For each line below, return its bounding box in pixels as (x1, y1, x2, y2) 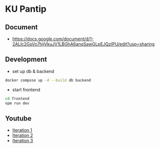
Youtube (5, 114, 32, 123)
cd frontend (5, 96, 29, 101)
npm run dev (5, 100, 29, 106)
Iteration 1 (12, 127, 32, 133)
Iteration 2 (12, 132, 33, 138)
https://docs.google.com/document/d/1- (12, 36, 94, 42)
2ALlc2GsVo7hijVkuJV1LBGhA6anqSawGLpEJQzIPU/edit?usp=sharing (12, 41, 155, 47)
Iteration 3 (12, 138, 33, 144)
